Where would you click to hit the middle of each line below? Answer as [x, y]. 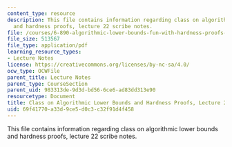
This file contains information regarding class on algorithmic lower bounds [113, 128]
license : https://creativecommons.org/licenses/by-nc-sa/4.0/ [98, 65]
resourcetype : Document [41, 97]
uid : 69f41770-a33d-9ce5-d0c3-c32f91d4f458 [71, 109]
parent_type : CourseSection [48, 84]
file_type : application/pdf [48, 45]
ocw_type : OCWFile [33, 71]
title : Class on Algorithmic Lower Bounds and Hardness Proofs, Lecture [114, 103]
